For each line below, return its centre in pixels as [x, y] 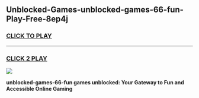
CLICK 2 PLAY [27, 58]
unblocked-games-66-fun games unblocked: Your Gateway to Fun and [95, 82]
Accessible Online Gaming [39, 88]
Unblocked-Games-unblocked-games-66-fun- [95, 10]
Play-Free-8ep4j [37, 19]
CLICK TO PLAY [29, 36]
